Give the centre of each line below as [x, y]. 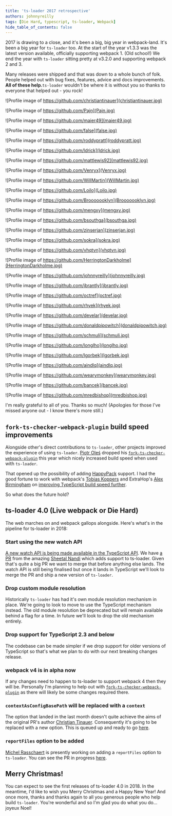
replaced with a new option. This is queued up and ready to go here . [78, 728]
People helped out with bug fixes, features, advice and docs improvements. [85, 80]
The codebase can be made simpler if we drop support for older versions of [85, 646]
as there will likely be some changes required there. [75, 693]
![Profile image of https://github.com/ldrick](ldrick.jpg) [63, 150]
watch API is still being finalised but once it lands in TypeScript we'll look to [85, 570]
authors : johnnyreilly [30, 16]
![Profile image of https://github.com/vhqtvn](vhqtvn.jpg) [66, 250]
